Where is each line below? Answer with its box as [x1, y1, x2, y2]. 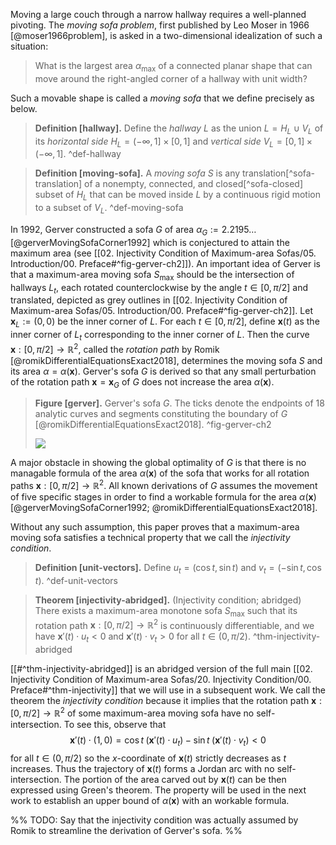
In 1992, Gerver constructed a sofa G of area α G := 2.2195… [10, 223, 257, 238]
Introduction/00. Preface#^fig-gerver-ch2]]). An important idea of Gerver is [10, 257, 321, 269]
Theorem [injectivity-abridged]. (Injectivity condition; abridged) [34, 594, 302, 606]
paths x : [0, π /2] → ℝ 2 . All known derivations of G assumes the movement [10, 478, 318, 492]
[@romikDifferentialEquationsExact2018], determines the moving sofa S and [10, 354, 323, 366]
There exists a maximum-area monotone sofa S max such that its [34, 604, 298, 619]
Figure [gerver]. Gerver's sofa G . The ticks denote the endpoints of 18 [34, 397, 325, 409]
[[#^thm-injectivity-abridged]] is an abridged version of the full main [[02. [10, 663, 313, 675]
